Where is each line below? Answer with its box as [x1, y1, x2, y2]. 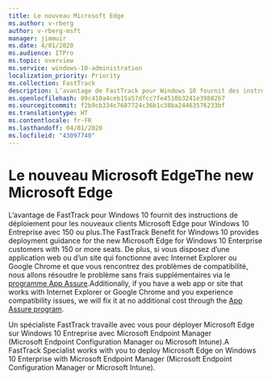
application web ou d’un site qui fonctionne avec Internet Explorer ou [8, 253, 237, 262]
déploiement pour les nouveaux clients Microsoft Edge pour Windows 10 [8, 218, 249, 228]
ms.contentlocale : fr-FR [8, 117, 92, 125]
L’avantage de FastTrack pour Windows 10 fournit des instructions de [8, 210, 238, 220]
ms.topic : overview [8, 57, 74, 65]
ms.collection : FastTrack [8, 79, 95, 87]
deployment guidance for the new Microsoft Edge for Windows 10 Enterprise [8, 235, 263, 246]
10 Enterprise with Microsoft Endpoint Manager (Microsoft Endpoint [8, 353, 232, 363]
